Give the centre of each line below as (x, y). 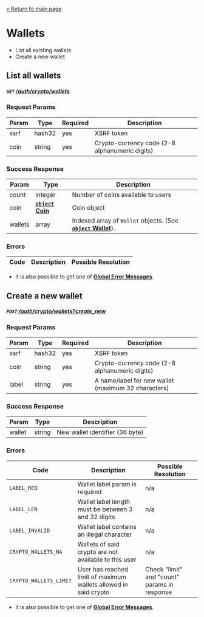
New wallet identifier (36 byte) (100, 432)
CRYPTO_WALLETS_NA (36, 552)
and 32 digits (96, 517)
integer (46, 195)
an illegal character (105, 534)
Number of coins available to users (122, 195)
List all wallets (34, 76)
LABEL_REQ (23, 488)
